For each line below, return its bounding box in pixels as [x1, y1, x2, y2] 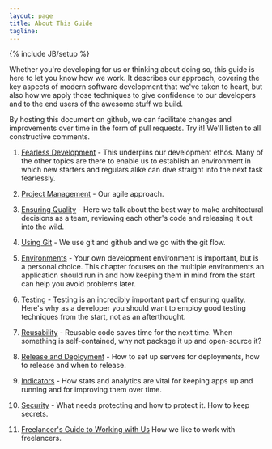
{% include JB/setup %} [9, 49, 90, 59]
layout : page [9, 11, 53, 20]
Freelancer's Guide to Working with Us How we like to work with [20, 425, 236, 434]
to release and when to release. [20, 361, 126, 371]
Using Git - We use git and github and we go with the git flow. [20, 238, 226, 248]
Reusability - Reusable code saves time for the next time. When [20, 328, 233, 337]
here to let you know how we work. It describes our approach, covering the [9, 74, 260, 83]
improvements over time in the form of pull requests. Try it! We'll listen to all [9, 123, 261, 133]
